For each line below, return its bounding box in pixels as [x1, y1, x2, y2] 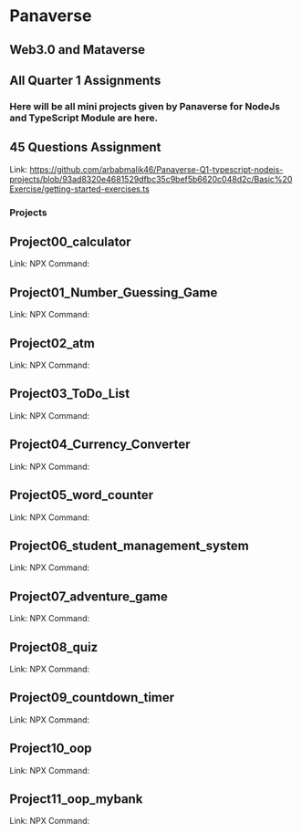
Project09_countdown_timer [9, 690, 175, 705]
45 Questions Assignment [9, 140, 161, 155]
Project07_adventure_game [9, 588, 169, 604]
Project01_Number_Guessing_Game [9, 285, 218, 300]
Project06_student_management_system [9, 537, 249, 553]
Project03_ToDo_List [9, 386, 130, 401]
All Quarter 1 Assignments [9, 72, 161, 88]
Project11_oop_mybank [9, 791, 143, 807]
